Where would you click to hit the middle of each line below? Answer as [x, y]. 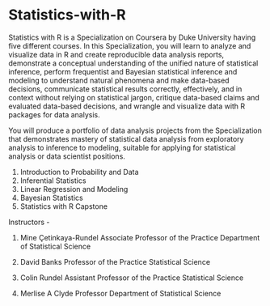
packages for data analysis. [54, 114]
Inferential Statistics [53, 181]
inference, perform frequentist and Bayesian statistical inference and [123, 71]
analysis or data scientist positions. [67, 156]
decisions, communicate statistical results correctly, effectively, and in [125, 89]
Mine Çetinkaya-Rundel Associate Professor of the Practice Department [140, 237]
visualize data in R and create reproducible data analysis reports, [116, 54]
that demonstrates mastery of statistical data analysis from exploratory [126, 138]
